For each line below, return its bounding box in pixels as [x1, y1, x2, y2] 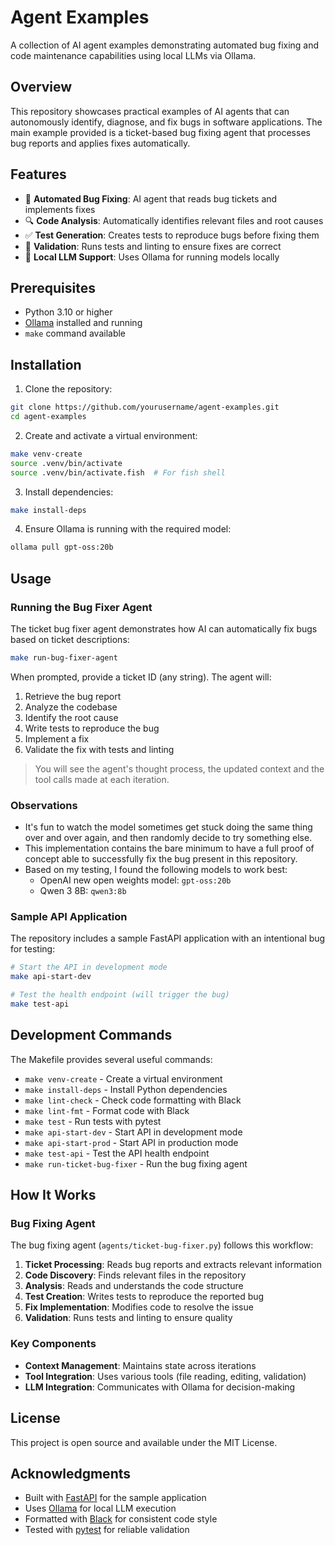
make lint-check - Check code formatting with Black [24, 1094, 242, 1106]
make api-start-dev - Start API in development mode [24, 1126, 243, 1138]
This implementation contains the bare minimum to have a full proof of [24, 842, 315, 855]
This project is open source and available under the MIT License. [10, 1436, 278, 1448]
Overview [10, 79, 73, 96]
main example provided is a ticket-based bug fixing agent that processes [10, 126, 311, 138]
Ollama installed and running [24, 317, 143, 329]
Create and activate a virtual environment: [24, 429, 198, 441]
